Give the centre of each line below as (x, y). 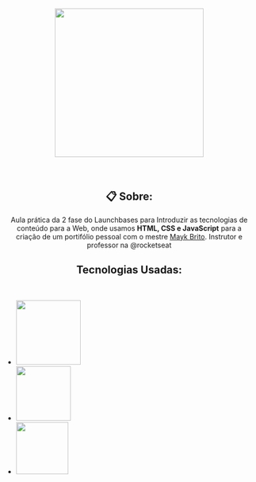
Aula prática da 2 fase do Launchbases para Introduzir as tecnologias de (129, 220)
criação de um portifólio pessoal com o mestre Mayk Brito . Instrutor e (129, 236)
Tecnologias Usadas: (129, 270)
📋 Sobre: (129, 197)
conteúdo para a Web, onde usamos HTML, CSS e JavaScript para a (129, 228)
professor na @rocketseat (129, 245)
